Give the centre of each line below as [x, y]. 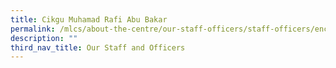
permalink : [33, 29]
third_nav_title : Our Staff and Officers [98, 47]
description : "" [44, 38]
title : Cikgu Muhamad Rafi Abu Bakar [89, 19]
